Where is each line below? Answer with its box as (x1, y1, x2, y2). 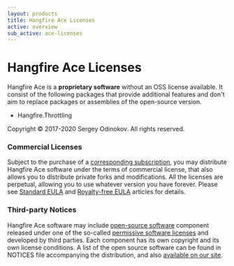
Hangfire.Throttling (17, 111, 72, 119)
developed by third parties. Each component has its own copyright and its (7, 235, 220, 244)
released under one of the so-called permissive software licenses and (7, 228, 209, 237)
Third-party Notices (7, 205, 77, 215)
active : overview (7, 23, 58, 30)
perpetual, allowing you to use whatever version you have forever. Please (7, 180, 218, 189)
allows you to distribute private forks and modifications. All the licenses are (7, 172, 224, 182)
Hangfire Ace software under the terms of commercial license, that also (7, 165, 213, 174)
